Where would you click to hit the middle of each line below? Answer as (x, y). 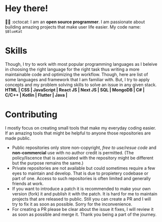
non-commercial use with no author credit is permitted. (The (73, 152)
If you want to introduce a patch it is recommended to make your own (81, 189)
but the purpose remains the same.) (48, 163)
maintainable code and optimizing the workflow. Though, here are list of (77, 74)
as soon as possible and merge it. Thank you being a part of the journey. (84, 214)
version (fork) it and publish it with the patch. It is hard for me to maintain (85, 193)
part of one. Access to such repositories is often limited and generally (81, 178)
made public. (18, 138)
